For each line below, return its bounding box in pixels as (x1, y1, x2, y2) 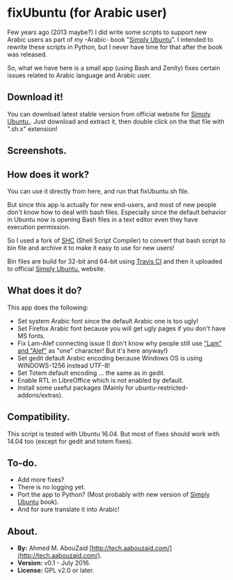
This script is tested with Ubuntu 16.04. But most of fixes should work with (7, 429, 220, 438)
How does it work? (7, 169, 90, 181)
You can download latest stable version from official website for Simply (7, 109, 211, 118)
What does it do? (7, 284, 82, 297)
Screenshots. (7, 145, 67, 157)
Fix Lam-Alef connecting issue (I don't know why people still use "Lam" (17, 339, 223, 347)
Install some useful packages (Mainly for (17, 383, 134, 392)
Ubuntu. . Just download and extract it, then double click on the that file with (7, 117, 225, 125)
